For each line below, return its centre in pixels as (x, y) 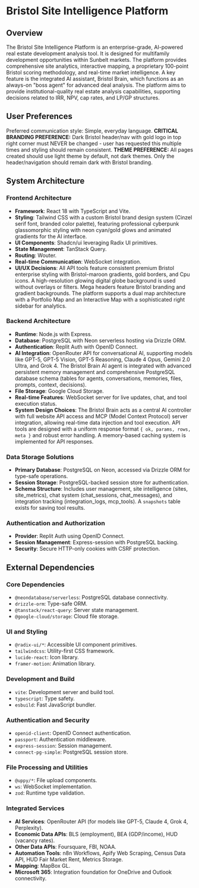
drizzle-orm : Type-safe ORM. (51, 604)
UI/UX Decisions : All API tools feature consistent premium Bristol (94, 268)
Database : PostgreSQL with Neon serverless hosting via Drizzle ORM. (100, 340)
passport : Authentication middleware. (61, 739)
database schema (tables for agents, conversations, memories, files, (99, 378)
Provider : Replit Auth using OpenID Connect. (70, 536)
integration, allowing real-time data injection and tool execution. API (97, 422)
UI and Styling (27, 632)
